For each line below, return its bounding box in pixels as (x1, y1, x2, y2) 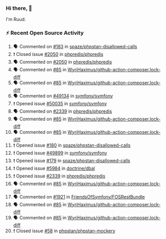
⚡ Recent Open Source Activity (6, 29, 84, 36)
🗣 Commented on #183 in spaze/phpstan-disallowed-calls (13, 43, 137, 49)
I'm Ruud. (6, 16, 26, 23)
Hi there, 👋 (6, 5, 33, 12)
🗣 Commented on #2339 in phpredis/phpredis (13, 108, 112, 114)
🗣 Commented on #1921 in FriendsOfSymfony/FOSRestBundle (13, 193, 145, 200)
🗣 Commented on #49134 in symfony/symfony (13, 92, 113, 99)
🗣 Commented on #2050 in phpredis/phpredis (13, 58, 112, 65)
